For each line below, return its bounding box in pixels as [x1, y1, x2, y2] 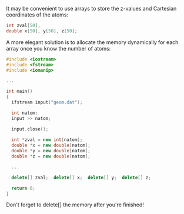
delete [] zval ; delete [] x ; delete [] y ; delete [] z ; [11, 175, 151, 180]
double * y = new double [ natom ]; [11, 148, 91, 154]
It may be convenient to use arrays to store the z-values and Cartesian [6, 5, 177, 12]
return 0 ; [11, 185, 35, 191]
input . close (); [11, 126, 49, 132]
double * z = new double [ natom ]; [11, 153, 91, 159]
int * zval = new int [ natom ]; [11, 137, 83, 143]
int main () [6, 88, 33, 95]
